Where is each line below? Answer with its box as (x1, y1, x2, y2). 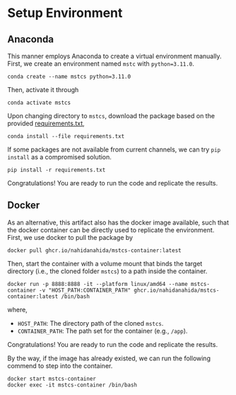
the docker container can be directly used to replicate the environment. (7, 225, 215, 234)
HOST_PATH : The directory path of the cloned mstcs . (17, 319, 164, 327)
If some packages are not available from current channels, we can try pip (7, 145, 221, 154)
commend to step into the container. (7, 361, 113, 370)
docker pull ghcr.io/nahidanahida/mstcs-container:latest (7, 246, 182, 254)
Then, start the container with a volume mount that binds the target (7, 259, 203, 268)
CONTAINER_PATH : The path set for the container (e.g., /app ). (17, 326, 188, 335)
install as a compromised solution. (7, 153, 112, 161)
